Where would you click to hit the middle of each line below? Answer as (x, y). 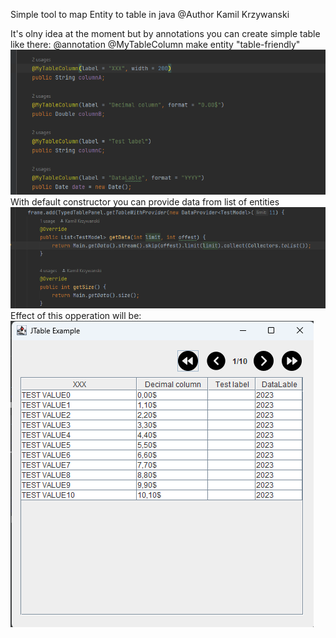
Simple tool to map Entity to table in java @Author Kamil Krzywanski (150, 14)
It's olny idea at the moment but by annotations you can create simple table (165, 33)
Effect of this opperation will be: (76, 316)
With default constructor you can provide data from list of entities (145, 202)
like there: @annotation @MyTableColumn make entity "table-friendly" (155, 44)
